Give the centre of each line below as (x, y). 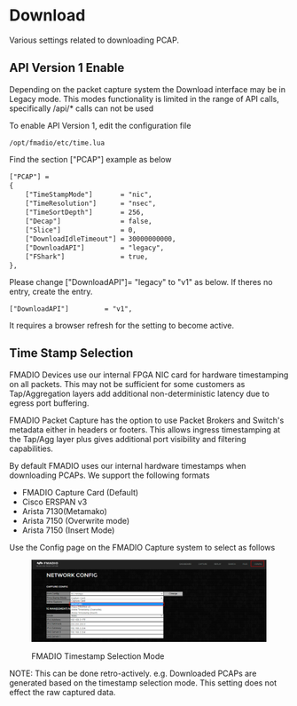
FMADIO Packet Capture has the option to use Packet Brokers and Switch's (147, 420)
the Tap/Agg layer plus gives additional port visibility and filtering (128, 439)
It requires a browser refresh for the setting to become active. (122, 325)
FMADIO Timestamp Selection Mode (98, 656)
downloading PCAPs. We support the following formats (109, 475)
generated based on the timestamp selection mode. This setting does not (143, 683)
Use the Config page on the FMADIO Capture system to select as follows (142, 547)
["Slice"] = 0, (81, 230)
